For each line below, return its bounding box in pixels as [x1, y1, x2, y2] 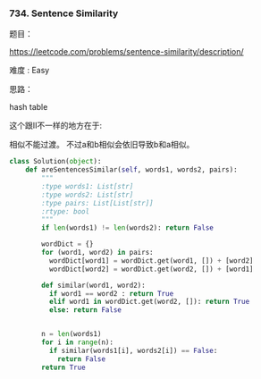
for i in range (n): [41, 338, 114, 347]
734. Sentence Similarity [9, 7, 119, 20]
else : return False [48, 306, 122, 315]
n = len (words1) [41, 330, 102, 339]
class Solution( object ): [9, 157, 102, 166]
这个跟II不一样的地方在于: [9, 120, 103, 131]
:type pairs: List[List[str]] [41, 198, 154, 207]
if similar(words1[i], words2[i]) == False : [48, 346, 218, 355]
